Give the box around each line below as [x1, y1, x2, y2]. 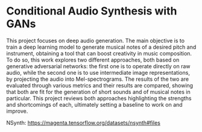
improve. [6, 107, 28, 115]
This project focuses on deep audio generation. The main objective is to [6, 37, 185, 44]
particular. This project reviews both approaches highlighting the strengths [6, 95, 192, 102]
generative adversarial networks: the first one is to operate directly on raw [6, 62, 191, 70]
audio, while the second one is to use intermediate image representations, [6, 69, 190, 76]
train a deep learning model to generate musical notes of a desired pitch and [6, 43, 197, 51]
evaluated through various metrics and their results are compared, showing [6, 81, 194, 89]
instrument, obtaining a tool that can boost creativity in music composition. [6, 49, 192, 57]
